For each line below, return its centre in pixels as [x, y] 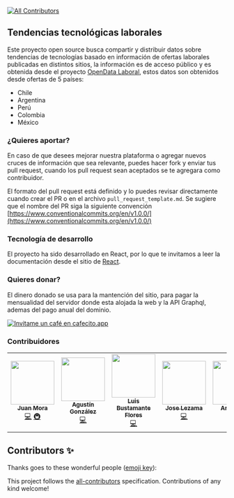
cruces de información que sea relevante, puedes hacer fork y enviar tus [112, 163]
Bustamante [133, 408]
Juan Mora [32, 408]
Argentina [31, 100]
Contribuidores [33, 341]
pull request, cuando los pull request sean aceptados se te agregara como [114, 170]
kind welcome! [28, 488]
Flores [133, 415]
